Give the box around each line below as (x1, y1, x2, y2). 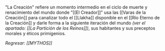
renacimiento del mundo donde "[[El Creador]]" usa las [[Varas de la (5, 9, 146, 15)
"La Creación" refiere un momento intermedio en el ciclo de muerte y (5, 4, 147, 10)
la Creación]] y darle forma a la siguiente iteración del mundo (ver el (5, 20, 146, 26)
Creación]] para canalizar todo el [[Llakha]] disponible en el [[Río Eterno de (5, 15, 160, 20)
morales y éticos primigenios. (5, 31, 66, 36)
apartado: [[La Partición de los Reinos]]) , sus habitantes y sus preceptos (5, 25, 155, 31)
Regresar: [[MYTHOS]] (5, 40, 52, 46)
